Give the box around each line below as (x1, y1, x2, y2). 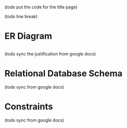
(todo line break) (4, 14, 38, 19)
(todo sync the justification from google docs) (4, 51, 96, 56)
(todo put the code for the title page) (4, 4, 78, 10)
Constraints (4, 101, 53, 112)
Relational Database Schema (4, 68, 123, 79)
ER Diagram (4, 31, 52, 42)
